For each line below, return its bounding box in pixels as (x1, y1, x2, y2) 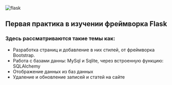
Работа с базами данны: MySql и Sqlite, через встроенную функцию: (12, 57, 164, 63)
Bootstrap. (12, 52, 35, 58)
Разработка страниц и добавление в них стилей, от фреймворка (12, 47, 155, 53)
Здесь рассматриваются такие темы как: (5, 35, 116, 42)
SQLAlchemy (12, 63, 41, 69)
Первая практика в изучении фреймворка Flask (5, 19, 167, 28)
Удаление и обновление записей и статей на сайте (12, 74, 125, 80)
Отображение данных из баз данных (12, 68, 93, 74)
